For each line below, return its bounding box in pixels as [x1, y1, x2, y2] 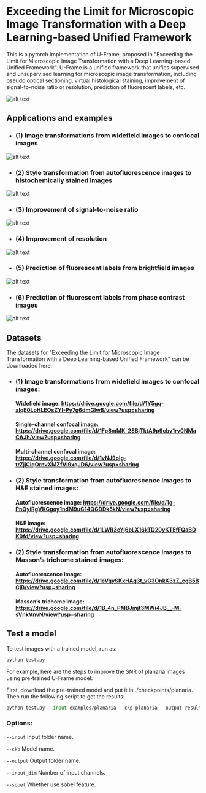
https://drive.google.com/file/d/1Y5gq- [61, 400, 164, 408]
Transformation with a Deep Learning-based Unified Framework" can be [6, 355, 189, 363]
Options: [6, 719, 33, 728]
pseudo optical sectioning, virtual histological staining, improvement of [6, 77, 185, 84]
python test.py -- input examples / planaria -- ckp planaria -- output [6, 705, 183, 711]
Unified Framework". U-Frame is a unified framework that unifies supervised [6, 63, 199, 71]
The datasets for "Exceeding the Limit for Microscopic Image [6, 349, 160, 356]
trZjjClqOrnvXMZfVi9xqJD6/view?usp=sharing [15, 460, 139, 468]
